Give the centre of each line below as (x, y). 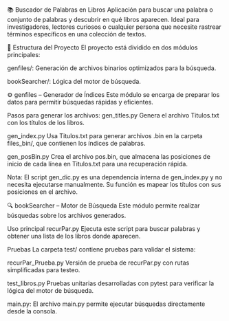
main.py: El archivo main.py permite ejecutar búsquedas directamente (106, 304)
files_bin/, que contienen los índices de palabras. (76, 143)
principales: (24, 55)
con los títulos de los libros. (46, 123)
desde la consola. (32, 311)
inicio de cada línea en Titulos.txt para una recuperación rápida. (97, 164)
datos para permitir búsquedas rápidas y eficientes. (80, 102)
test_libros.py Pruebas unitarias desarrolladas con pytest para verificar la (111, 283)
